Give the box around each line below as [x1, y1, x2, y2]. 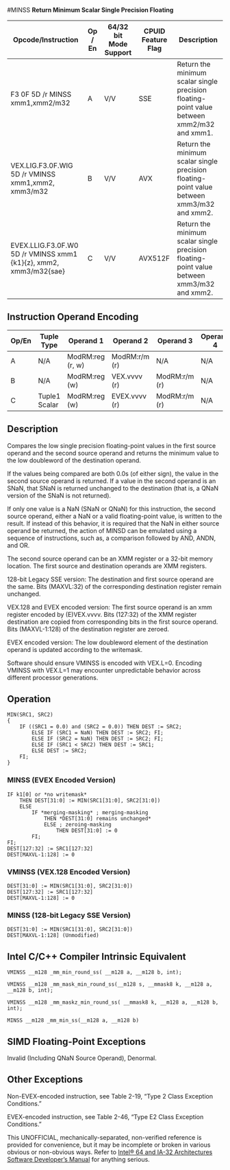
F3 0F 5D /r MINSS [10, 89, 72, 99]
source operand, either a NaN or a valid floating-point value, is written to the [7, 512, 222, 520]
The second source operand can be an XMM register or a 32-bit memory [7, 554, 214, 563]
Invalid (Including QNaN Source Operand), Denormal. [7, 1054, 157, 1062]
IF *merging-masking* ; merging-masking [31, 809, 149, 816]
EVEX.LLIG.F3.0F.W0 [10, 240, 79, 250]
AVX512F [138, 254, 170, 263]
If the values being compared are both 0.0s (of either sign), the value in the [7, 469, 219, 477]
